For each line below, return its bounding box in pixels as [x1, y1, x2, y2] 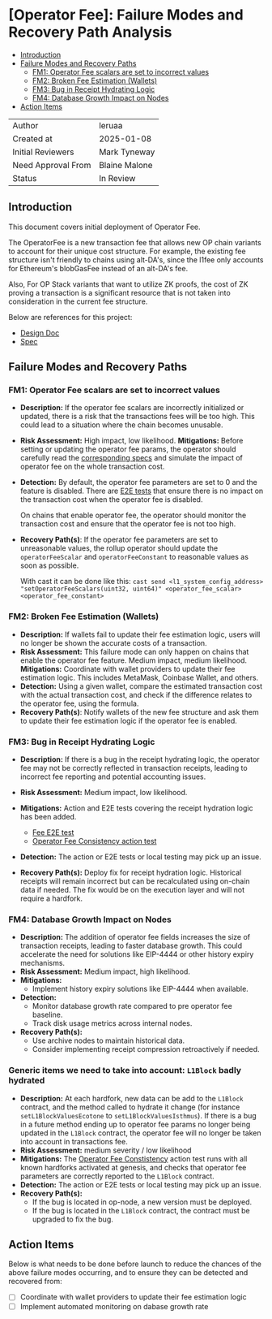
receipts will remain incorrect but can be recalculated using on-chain [19, 876, 250, 886]
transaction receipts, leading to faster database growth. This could [19, 941, 243, 951]
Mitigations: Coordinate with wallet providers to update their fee [19, 664, 236, 673]
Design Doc [19, 327, 60, 338]
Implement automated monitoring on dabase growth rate [19, 1301, 209, 1311]
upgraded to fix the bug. [32, 1214, 113, 1224]
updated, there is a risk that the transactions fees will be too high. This [19, 412, 255, 422]
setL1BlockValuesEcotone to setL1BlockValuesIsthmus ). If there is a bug [19, 1110, 257, 1120]
